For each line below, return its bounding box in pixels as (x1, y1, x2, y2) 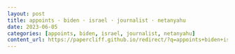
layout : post (7, 10, 45, 18)
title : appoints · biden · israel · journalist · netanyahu (7, 17, 187, 24)
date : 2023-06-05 (7, 23, 58, 30)
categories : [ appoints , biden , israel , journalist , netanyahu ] (7, 29, 196, 37)
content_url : (7, 36, 45, 43)
